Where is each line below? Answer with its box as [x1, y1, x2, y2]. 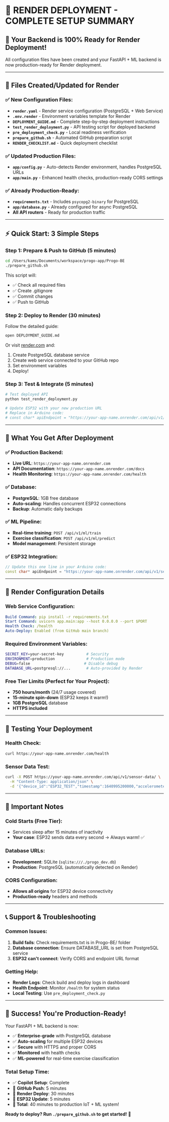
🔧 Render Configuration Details [5, 588, 105, 597]
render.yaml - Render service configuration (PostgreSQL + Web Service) [12, 108, 163, 114]
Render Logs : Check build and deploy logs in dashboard [12, 979, 130, 985]
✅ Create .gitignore [12, 287, 53, 294]
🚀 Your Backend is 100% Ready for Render [5, 35, 140, 44]
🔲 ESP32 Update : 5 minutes [12, 1096, 70, 1102]
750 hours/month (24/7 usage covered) [12, 689, 97, 695]
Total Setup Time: [5, 1068, 49, 1075]
